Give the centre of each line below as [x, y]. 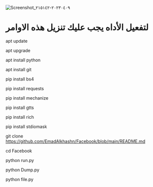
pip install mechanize [27, 98]
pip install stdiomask [26, 126]
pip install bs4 [20, 79]
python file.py [20, 179]
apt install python [23, 60]
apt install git [18, 69]
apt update [16, 41]
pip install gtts [20, 107]
